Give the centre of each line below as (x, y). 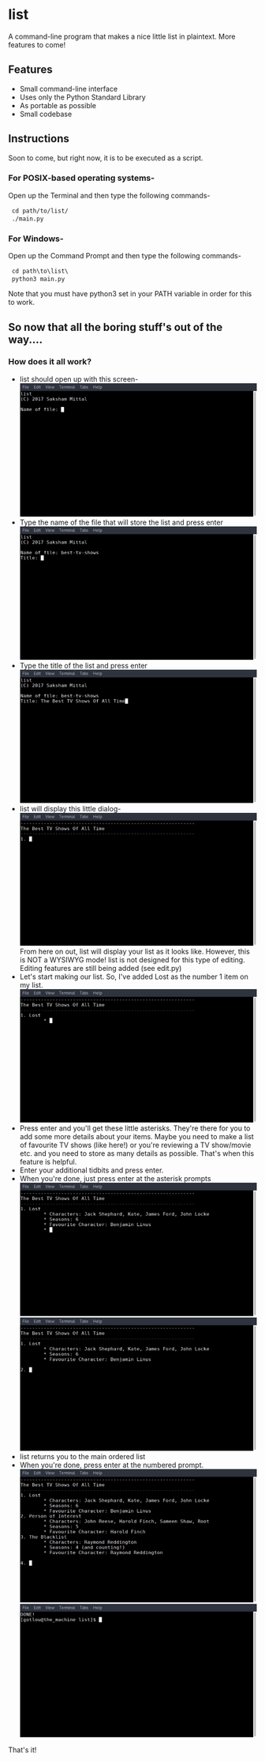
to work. (22, 303)
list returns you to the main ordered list (82, 1457)
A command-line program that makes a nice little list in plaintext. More (122, 36)
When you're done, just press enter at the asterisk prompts (115, 1179)
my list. (31, 985)
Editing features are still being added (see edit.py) (101, 969)
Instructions (39, 139)
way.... (26, 339)
